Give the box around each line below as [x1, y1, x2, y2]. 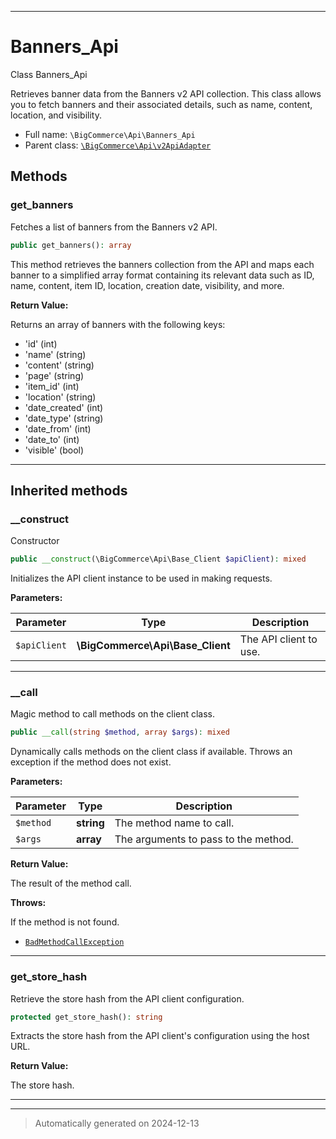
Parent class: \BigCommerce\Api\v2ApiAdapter [24, 139, 212, 151]
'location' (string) [24, 391, 97, 403]
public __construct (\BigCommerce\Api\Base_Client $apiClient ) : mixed [10, 554, 307, 565]
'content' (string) [24, 359, 95, 371]
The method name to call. [114, 816, 235, 830]
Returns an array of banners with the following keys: [10, 318, 226, 330]
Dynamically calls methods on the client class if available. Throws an [10, 746, 293, 758]
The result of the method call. [10, 877, 132, 890]
